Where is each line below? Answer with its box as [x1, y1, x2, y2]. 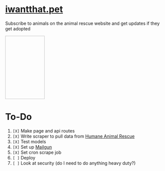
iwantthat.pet [5, 4, 63, 15]
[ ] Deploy [12, 154, 36, 160]
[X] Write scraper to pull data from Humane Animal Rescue [12, 133, 135, 139]
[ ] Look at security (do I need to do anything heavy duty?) [12, 160, 136, 166]
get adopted [5, 25, 31, 31]
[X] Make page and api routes [12, 127, 75, 134]
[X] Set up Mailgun [12, 144, 52, 150]
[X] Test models [12, 138, 46, 145]
